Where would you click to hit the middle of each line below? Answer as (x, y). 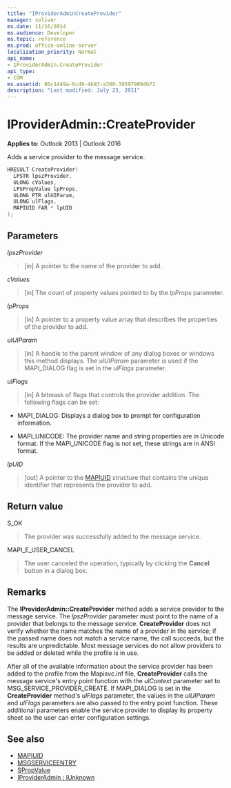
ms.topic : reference (37, 39)
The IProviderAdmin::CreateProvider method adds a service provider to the (116, 609)
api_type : (21, 71)
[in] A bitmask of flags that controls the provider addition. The (112, 394)
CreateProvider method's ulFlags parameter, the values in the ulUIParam (111, 695)
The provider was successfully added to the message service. (112, 536)
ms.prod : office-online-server (52, 46)
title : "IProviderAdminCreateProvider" (64, 13)
